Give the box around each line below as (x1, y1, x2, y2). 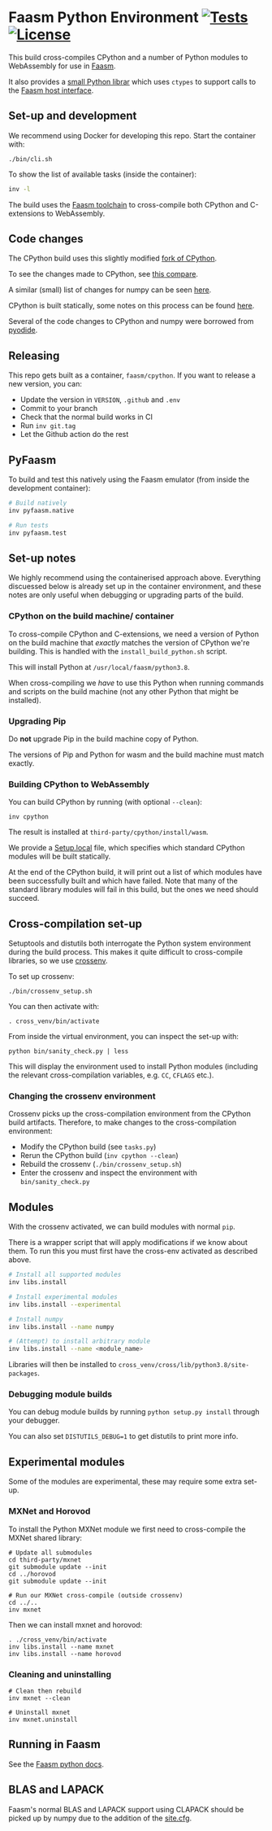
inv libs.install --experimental (8, 1300, 122, 1309)
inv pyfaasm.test (8, 529, 67, 537)
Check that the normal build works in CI (19, 412, 153, 422)
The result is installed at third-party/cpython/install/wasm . (8, 827, 209, 837)
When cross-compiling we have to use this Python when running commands (8, 678, 264, 688)
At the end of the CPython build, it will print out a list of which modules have (8, 867, 262, 877)
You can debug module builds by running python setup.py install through (8, 1407, 260, 1417)
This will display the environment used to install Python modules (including (8, 1062, 258, 1072)
